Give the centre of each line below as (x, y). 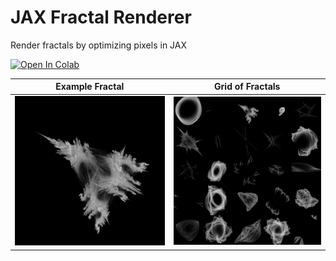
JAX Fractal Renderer (101, 17)
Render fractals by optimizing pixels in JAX (99, 45)
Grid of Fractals (247, 87)
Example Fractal (90, 87)
